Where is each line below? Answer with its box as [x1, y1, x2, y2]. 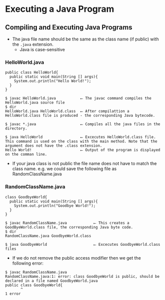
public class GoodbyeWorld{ [5, 282, 63, 288]
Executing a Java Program [5, 3, 114, 15]
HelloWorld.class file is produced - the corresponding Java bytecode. [5, 113, 155, 118]
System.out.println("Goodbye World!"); [14, 203, 96, 208]
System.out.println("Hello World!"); [14, 79, 92, 84]
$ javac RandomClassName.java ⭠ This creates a [5, 220, 130, 225]
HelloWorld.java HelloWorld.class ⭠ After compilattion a [5, 109, 130, 114]
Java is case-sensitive [19, 47, 65, 52]
